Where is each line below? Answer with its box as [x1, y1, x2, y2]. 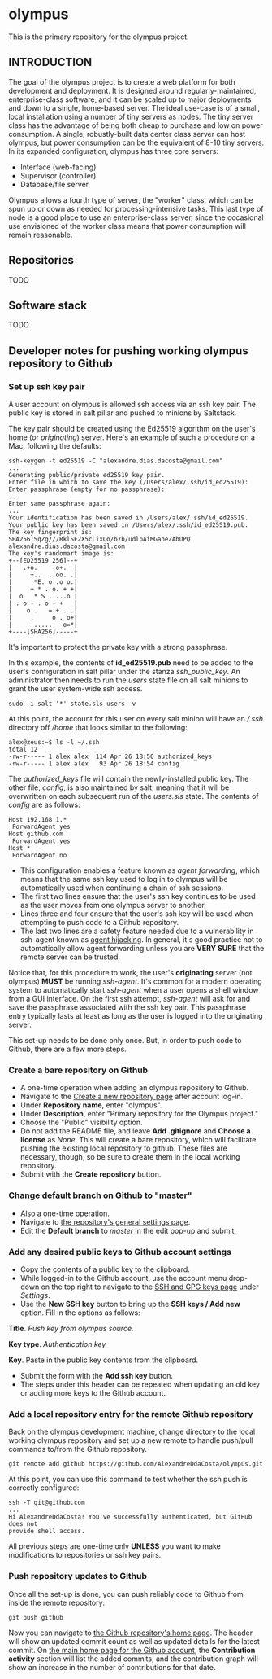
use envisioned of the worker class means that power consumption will [8, 221, 246, 230]
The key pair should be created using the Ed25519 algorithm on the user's [8, 424, 256, 434]
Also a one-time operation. [19, 1208, 110, 1218]
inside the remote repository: [8, 1598, 106, 1607]
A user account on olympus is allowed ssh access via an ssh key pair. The [8, 400, 256, 410]
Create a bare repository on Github [8, 1064, 149, 1076]
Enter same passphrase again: [8, 500, 111, 508]
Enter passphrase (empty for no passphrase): [8, 485, 165, 493]
